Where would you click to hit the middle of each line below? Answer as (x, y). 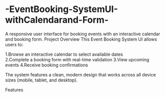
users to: (14, 44)
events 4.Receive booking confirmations (47, 65)
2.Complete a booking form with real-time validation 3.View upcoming (77, 59)
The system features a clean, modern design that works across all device (80, 74)
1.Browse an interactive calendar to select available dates (64, 54)
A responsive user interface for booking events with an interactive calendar (83, 34)
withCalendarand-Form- (57, 20)
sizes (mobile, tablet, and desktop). (41, 80)
